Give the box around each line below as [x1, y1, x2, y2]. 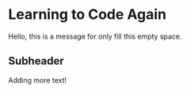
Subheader [8, 54, 65, 68]
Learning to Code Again [8, 6, 167, 24]
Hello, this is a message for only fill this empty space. [8, 32, 182, 41]
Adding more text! [8, 75, 67, 84]
